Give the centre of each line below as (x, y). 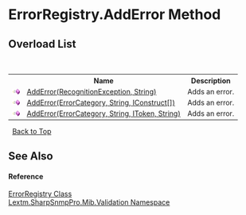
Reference (26, 176)
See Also (31, 156)
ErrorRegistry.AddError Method (115, 15)
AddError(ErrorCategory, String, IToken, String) (103, 113)
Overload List (42, 44)
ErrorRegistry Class (40, 194)
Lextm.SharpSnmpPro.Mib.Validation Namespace (89, 202)
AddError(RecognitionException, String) (92, 91)
